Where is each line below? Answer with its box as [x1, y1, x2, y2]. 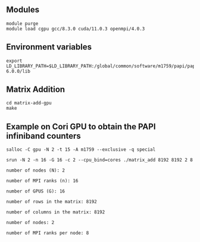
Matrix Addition [6, 85, 65, 95]
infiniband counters [6, 131, 82, 141]
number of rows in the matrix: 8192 [6, 199, 97, 205]
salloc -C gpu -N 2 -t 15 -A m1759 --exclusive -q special [6, 147, 156, 153]
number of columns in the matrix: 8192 [6, 209, 105, 215]
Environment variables [6, 42, 92, 52]
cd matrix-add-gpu [6, 100, 52, 106]
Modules [6, 5, 40, 15]
